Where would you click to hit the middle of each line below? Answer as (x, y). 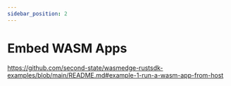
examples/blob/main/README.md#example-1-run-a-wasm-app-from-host (115, 75)
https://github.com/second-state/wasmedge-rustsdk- (85, 68)
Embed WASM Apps (67, 48)
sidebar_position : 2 (38, 14)
